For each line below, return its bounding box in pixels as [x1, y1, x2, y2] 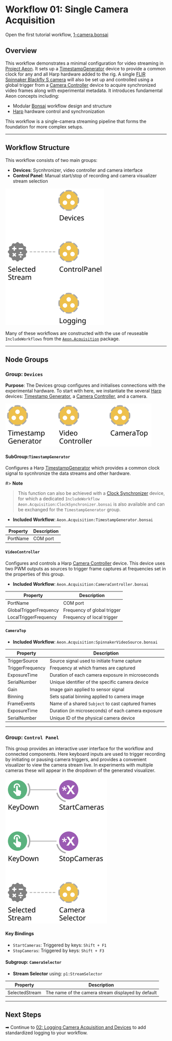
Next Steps [5, 1011, 41, 1019]
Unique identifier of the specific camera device [49, 679, 148, 685]
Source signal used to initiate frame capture [49, 658, 142, 664]
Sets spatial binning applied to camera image [49, 693, 144, 699]
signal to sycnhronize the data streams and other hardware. [5, 470, 132, 476]
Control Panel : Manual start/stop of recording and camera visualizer [12, 172, 157, 178]
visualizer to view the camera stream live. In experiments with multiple [5, 762, 154, 768]
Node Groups [5, 355, 49, 364]
